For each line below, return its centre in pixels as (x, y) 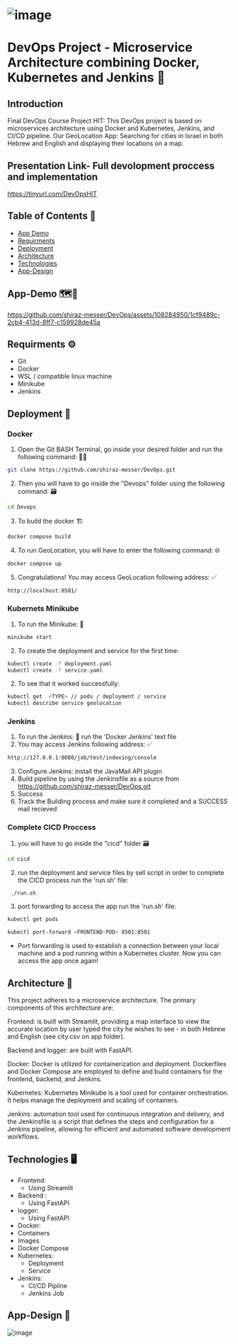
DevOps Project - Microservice (100, 48)
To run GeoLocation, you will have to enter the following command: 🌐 (119, 550)
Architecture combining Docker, (103, 63)
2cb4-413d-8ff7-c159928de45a (54, 322)
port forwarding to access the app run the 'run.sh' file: (97, 906)
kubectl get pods (33, 920)
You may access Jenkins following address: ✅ (85, 745)
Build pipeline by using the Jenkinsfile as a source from (98, 779)
